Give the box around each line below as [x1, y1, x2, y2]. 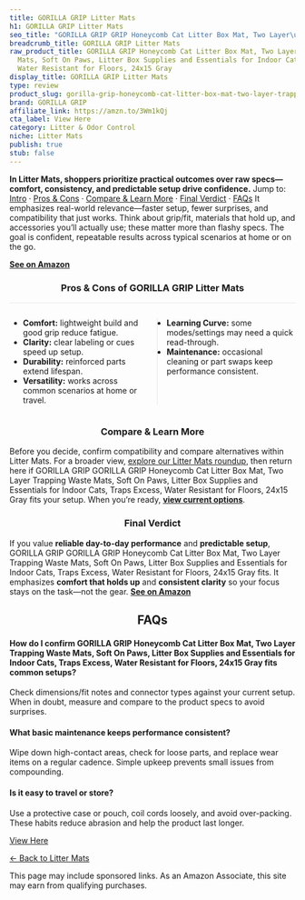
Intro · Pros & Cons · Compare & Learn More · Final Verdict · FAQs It [9, 193, 261, 204]
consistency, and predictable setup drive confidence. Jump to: [44, 183, 286, 194]
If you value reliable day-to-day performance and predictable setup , [9, 537, 271, 548]
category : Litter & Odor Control [9, 124, 136, 133]
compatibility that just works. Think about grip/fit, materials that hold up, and [9, 212, 296, 223]
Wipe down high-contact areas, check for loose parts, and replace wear [9, 747, 279, 758]
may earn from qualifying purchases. [9, 879, 148, 891]
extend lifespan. [22, 365, 84, 376]
